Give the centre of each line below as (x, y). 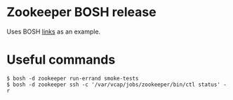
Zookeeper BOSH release (81, 12)
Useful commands (61, 60)
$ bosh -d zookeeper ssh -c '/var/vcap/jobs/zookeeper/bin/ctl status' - (117, 85)
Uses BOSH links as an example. (54, 31)
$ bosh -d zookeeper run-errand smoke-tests (73, 78)
